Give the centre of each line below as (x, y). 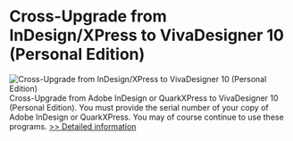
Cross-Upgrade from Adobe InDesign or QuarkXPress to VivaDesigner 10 (144, 98)
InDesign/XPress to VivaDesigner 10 (146, 35)
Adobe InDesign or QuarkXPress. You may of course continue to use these (146, 117)
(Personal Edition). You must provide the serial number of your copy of (139, 107)
